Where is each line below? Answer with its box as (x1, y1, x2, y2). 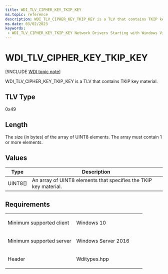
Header (7, 255, 25, 262)
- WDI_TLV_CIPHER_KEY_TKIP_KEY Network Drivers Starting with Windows (7, 30, 157, 35)
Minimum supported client (7, 219, 69, 226)
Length (5, 120, 28, 129)
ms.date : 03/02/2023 (5, 21, 48, 26)
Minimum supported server (7, 237, 71, 244)
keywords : (5, 26, 26, 31)
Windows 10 (76, 219, 106, 226)
